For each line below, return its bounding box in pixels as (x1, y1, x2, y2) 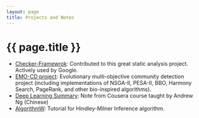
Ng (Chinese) (15, 99, 49, 106)
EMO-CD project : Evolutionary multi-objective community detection (15, 73, 184, 80)
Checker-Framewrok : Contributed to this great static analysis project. (15, 60, 189, 67)
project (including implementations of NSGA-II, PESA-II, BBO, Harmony (15, 79, 192, 87)
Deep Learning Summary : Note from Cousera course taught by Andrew (15, 92, 194, 99)
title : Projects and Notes (6, 14, 75, 20)
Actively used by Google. (15, 67, 78, 74)
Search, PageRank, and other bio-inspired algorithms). (15, 85, 152, 93)
